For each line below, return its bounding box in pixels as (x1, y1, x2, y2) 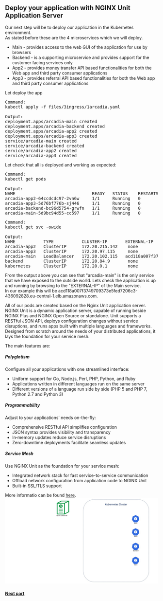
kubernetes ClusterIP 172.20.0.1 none (5, 263, 138, 269)
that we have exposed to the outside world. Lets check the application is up (5, 277, 156, 283)
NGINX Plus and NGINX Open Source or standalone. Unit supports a (5, 312, 141, 318)
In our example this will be (5, 288, 57, 293)
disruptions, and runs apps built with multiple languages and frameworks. (5, 323, 152, 329)
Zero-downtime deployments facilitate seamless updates (12, 439, 126, 445)
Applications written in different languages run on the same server (12, 381, 145, 386)
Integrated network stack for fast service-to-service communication (12, 472, 148, 478)
